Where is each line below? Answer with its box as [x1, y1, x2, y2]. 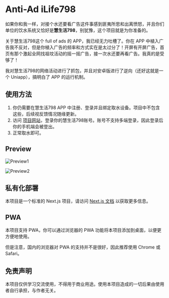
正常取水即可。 [12, 130, 44, 136]
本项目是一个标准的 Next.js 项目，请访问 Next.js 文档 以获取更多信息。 [5, 198, 151, 204]
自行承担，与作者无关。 [9, 287, 59, 293]
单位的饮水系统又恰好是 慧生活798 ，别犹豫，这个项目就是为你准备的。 [5, 27, 151, 33]
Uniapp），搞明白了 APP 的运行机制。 [11, 74, 88, 80]
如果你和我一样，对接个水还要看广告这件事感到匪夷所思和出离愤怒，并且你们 [5, 21, 164, 27]
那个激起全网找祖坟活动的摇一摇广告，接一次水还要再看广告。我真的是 [14, 51, 160, 57]
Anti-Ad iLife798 [5, 4, 76, 15]
